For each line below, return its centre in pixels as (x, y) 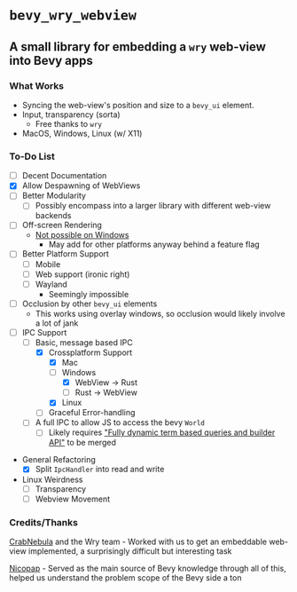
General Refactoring (59, 460)
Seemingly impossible (89, 294)
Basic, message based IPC (84, 342)
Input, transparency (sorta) (71, 114)
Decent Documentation (64, 176)
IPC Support (44, 332)
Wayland (51, 284)
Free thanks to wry (69, 123)
